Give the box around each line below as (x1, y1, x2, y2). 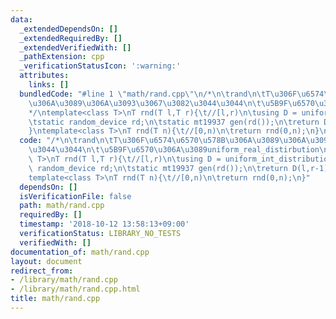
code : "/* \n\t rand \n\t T (19, 136, 118, 146)
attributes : (19, 71, 70, 81)
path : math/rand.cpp (19, 201, 105, 211)
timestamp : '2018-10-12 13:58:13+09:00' (19, 219, 190, 230)
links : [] (28, 80, 70, 90)
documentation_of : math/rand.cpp (10, 247, 150, 257)
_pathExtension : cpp (19, 52, 105, 62)
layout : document (10, 256, 83, 266)
